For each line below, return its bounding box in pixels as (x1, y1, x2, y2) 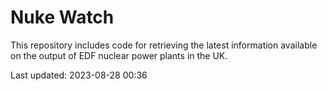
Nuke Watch (10, 6, 115, 29)
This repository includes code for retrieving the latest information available (10, 39, 318, 51)
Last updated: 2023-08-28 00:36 (10, 69, 148, 81)
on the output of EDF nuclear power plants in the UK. (10, 49, 228, 61)
